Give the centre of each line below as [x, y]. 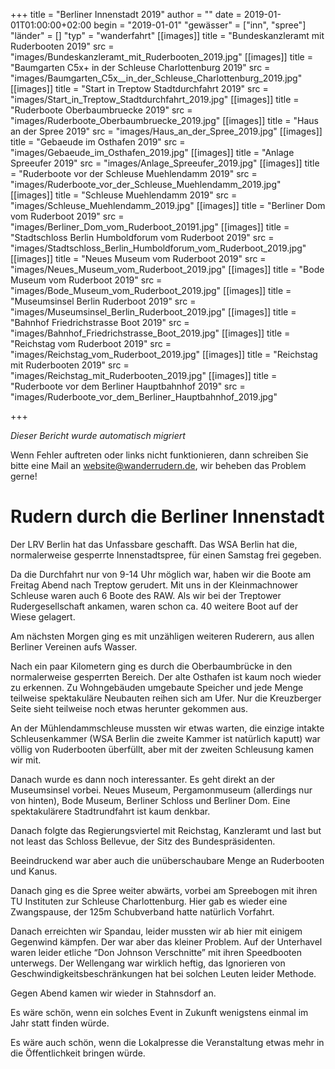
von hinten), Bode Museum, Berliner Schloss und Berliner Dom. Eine [150, 800]
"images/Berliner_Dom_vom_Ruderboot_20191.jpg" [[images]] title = [150, 227]
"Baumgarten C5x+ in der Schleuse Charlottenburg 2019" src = [140, 67]
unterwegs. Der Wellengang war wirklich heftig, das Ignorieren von [148, 963]
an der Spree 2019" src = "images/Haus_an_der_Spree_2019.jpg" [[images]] [166, 131]
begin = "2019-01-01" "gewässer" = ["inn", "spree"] [200, 25]
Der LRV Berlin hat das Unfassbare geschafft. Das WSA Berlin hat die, [154, 544]
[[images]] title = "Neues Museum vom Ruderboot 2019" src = [138, 258]
